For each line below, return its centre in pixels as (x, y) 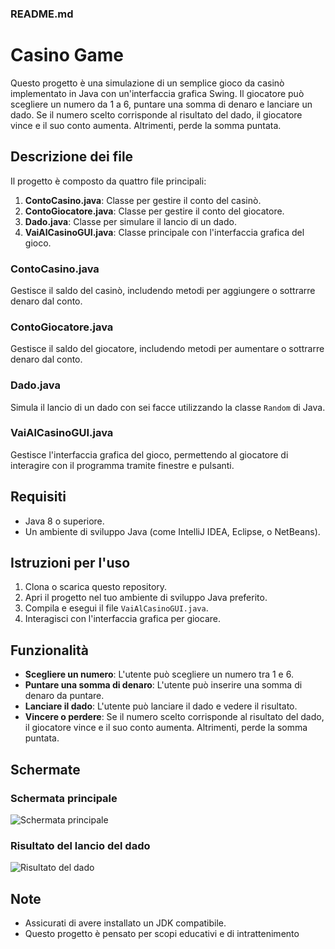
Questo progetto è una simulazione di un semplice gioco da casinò (147, 83)
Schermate (45, 769)
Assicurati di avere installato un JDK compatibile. (125, 923)
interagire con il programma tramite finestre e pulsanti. (122, 465)
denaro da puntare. (64, 696)
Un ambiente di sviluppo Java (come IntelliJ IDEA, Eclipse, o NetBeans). (172, 531)
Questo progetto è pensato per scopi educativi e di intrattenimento (162, 934)
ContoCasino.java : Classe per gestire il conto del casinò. (143, 200)
